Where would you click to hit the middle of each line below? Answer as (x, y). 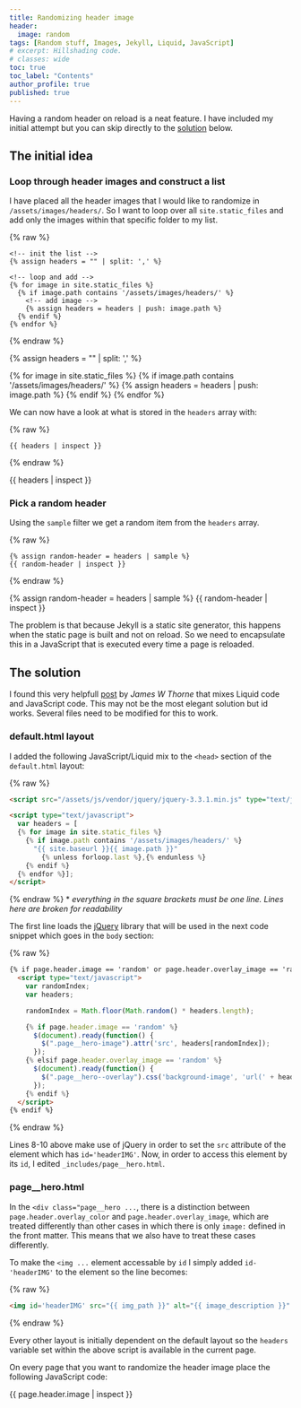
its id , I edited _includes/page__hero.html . (87, 1164)
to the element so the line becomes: (121, 1272)
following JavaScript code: (59, 1377)
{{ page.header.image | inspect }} (71, 1394)
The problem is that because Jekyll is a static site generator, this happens (145, 625)
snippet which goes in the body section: (82, 936)
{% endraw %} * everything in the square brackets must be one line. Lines (146, 900)
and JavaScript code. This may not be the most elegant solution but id (139, 704)
